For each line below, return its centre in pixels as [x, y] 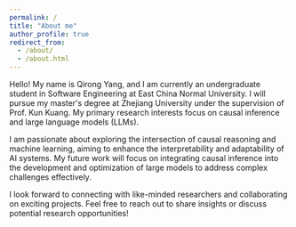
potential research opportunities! [69, 213]
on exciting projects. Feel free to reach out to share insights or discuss [138, 204]
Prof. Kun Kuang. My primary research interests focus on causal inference [144, 113]
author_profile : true [49, 34]
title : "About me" [43, 26]
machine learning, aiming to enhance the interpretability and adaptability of [147, 149]
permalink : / [33, 17]
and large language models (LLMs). [74, 122]
